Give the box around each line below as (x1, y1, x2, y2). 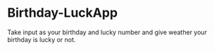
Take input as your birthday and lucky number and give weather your (7, 28, 208, 36)
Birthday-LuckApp (7, 5, 118, 21)
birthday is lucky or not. (7, 35, 76, 43)
